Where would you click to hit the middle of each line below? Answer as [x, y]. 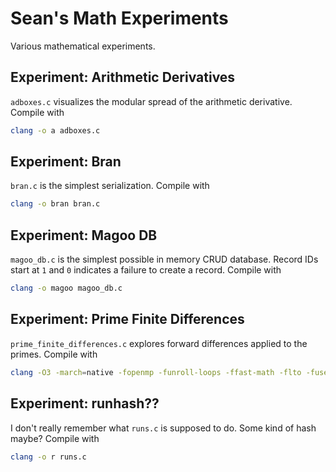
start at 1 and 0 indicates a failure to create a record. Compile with [146, 270]
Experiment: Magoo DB [84, 235]
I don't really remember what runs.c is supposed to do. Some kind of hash [163, 428]
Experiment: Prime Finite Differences [127, 319]
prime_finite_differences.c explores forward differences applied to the [159, 343]
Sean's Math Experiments [119, 18]
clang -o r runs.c [48, 457]
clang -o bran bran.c [55, 204]
